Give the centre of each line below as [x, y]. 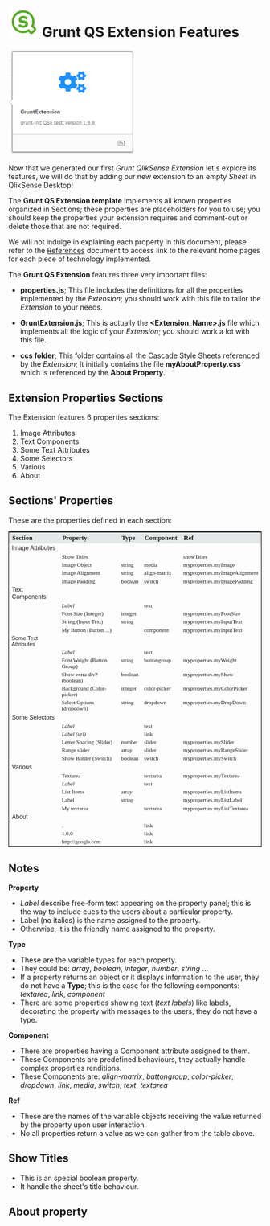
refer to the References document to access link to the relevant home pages [134, 251]
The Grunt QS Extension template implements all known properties [120, 201]
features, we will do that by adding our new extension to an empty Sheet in [132, 177]
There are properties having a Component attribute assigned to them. [135, 1051]
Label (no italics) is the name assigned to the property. [110, 920]
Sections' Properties [61, 501]
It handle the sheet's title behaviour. [79, 1186]
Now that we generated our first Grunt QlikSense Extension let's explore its [132, 168]
